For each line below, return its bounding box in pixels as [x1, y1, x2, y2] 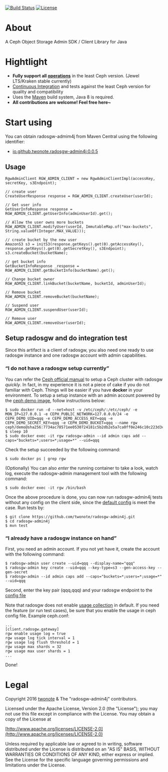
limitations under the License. [5, 762, 66, 768]
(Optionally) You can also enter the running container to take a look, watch [5, 465, 158, 471]
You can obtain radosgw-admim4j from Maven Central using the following [5, 133, 157, 139]
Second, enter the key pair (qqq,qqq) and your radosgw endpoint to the [5, 587, 152, 593]
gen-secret [5, 570, 28, 575]
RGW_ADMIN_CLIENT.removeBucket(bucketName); [5, 294, 99, 299]
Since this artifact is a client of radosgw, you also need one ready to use [5, 347, 154, 353]
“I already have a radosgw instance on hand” [5, 535, 117, 542]
